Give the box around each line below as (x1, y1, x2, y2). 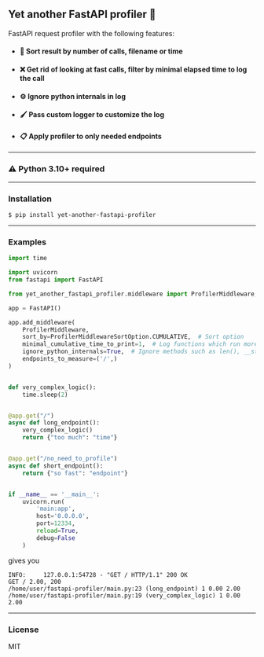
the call (19, 74, 45, 83)
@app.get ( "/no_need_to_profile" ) (8, 455, 118, 463)
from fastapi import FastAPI (8, 276, 104, 284)
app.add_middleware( (8, 318, 76, 326)
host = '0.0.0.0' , (36, 512, 90, 520)
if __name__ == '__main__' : (8, 490, 101, 498)
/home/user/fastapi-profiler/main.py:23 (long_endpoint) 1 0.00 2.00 (8, 585, 241, 593)
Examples (8, 237, 47, 248)
